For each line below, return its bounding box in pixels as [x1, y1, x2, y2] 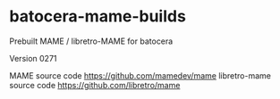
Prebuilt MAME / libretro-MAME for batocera [9, 36, 174, 46]
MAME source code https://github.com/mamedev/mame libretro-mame [9, 70, 271, 81]
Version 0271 [9, 53, 57, 63]
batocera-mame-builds [9, 6, 186, 27]
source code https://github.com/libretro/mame [9, 79, 181, 90]
